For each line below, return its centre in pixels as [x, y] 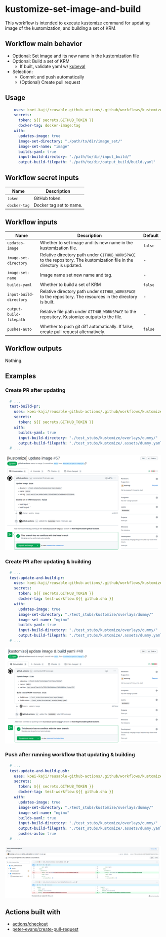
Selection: [22, 72]
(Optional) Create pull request [50, 82]
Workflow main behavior [44, 44]
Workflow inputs [31, 222]
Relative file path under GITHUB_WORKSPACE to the [88, 311]
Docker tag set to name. [58, 205]
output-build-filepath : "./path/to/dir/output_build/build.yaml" [87, 162]
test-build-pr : [25, 406]
